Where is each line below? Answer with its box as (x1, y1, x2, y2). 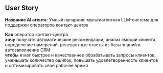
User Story (5, 4, 39, 12)
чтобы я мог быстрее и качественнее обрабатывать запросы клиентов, (5, 52, 156, 58)
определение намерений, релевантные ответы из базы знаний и (5, 41, 141, 48)
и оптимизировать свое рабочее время (5, 62, 88, 68)
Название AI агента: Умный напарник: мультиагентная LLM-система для (5, 17, 159, 22)
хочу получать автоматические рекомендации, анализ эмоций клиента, (5, 36, 157, 42)
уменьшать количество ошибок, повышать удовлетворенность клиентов (5, 57, 158, 63)
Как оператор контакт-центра (5, 31, 68, 37)
